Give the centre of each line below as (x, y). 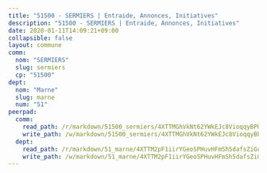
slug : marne (35, 97)
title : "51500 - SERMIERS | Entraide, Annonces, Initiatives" (113, 16)
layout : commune (35, 45)
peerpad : (23, 112)
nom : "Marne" (37, 90)
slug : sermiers (41, 68)
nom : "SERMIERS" (42, 61)
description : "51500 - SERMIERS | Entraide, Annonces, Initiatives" (124, 23)
